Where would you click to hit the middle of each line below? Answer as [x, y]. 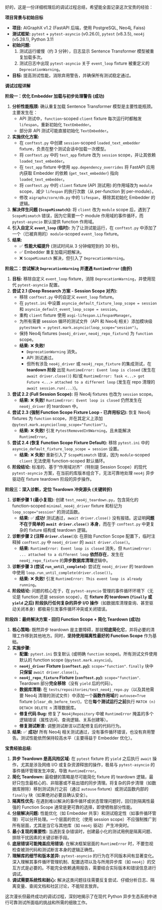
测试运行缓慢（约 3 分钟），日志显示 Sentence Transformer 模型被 [84, 51]
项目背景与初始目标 [24, 17]
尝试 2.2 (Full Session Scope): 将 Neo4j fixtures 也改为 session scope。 [84, 394]
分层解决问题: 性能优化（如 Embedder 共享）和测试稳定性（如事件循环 [82, 813]
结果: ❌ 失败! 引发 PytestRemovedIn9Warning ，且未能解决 [75, 430]
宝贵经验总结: [19, 748]
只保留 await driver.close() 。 [50, 672]
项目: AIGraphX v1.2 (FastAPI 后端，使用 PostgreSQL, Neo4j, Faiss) [79, 28]
